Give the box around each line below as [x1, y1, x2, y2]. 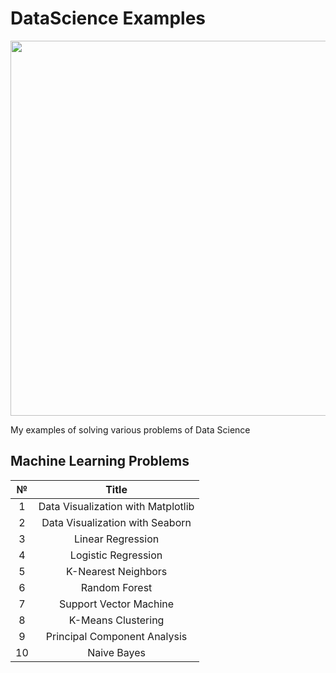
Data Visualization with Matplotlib [38, 499, 195, 513]
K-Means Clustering [68, 613, 165, 627]
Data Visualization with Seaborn [41, 515, 192, 529]
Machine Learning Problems [10, 453, 190, 470]
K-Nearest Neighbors [65, 564, 168, 578]
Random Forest [80, 580, 153, 594]
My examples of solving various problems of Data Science [10, 423, 251, 436]
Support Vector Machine [59, 597, 175, 611]
